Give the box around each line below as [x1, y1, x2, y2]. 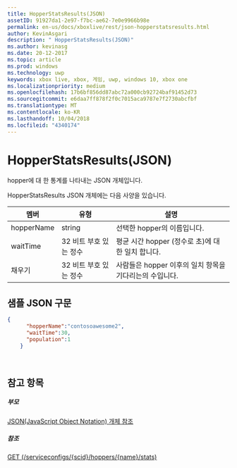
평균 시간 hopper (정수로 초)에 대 [116, 237, 220, 247]
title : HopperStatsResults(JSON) [7, 10, 106, 18]
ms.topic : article [7, 56, 61, 63]
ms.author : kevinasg [7, 43, 68, 50]
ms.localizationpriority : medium [7, 82, 106, 90]
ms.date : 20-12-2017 [7, 50, 68, 57]
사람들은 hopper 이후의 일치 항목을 [116, 260, 226, 270]
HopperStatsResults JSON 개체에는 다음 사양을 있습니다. [7, 191, 167, 199]
